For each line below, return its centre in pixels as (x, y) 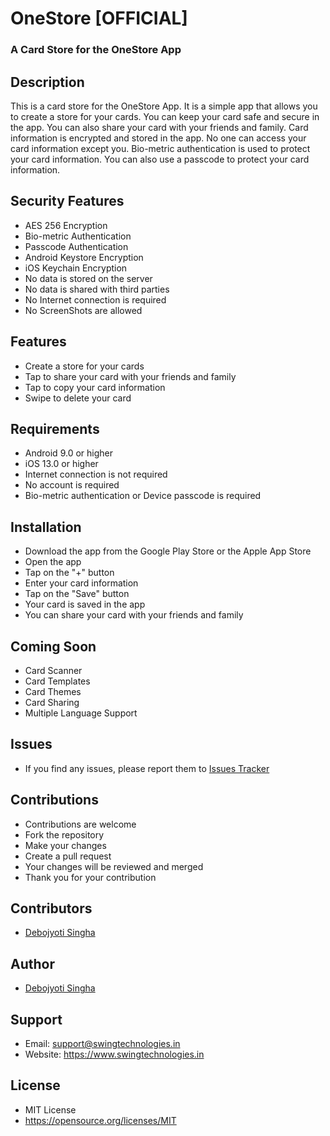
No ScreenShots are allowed (83, 310)
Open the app (53, 562)
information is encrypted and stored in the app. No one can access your (158, 138)
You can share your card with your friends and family (134, 615)
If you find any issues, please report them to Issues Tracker (147, 768)
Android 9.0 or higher (68, 453)
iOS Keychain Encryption (76, 268)
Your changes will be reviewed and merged (114, 866)
